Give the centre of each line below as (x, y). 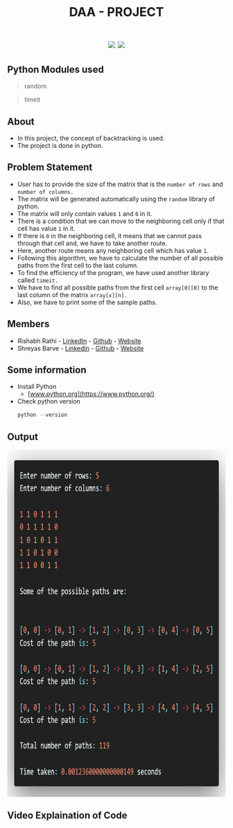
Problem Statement (50, 167)
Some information (47, 370)
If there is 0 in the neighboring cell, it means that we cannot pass (110, 235)
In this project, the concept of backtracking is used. (91, 138)
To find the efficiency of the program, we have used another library (113, 272)
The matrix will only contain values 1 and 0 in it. (85, 213)
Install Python (37, 387)
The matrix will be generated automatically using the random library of (116, 199)
